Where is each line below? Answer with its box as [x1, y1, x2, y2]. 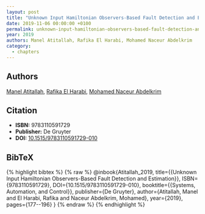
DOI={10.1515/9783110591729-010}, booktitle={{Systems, [52, 182, 196, 189]
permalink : [6, 26, 34, 32]
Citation [6, 105, 38, 116]
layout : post [6, 9, 40, 15]
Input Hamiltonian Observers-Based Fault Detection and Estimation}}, [6, 175, 181, 182]
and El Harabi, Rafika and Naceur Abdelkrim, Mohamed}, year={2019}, [6, 194, 183, 202]
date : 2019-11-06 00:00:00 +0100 [6, 20, 92, 26]
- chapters [12, 49, 40, 55]
